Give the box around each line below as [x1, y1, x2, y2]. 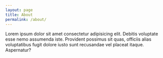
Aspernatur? [5, 47, 32, 53]
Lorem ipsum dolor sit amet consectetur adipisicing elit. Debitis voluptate [5, 31, 158, 37]
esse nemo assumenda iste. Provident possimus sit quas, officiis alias [5, 36, 152, 42]
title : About [5, 12, 33, 17]
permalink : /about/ [5, 17, 47, 22]
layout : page [5, 7, 33, 13]
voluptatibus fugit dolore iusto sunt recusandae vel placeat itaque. [5, 42, 144, 48]
